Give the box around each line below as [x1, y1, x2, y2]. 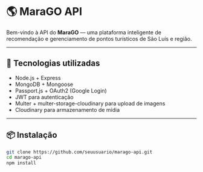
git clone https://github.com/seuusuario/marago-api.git [6, 149, 153, 155]
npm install [6, 160, 36, 166]
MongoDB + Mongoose [14, 81, 74, 88]
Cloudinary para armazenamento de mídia [14, 106, 120, 113]
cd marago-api [6, 155, 42, 161]
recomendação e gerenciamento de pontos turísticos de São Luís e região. [6, 35, 192, 42]
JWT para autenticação [14, 93, 74, 100]
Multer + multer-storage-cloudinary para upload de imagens [14, 100, 166, 107]
